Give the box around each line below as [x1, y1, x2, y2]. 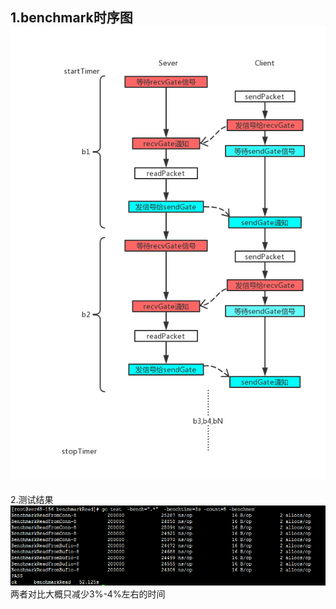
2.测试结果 [10, 494, 54, 506]
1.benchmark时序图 [10, 9, 133, 27]
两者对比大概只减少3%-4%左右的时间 [10, 588, 166, 600]
